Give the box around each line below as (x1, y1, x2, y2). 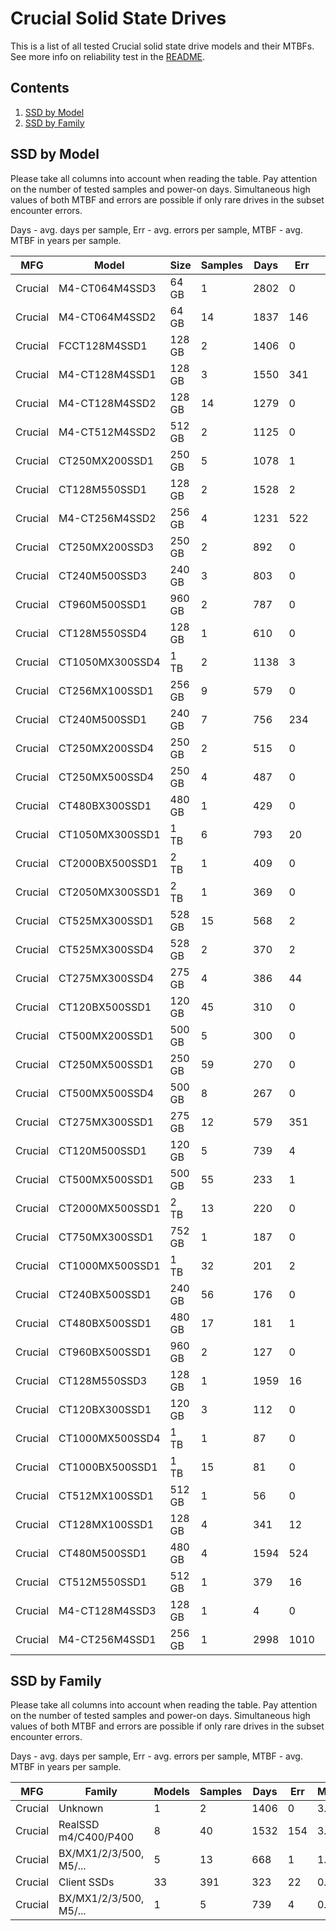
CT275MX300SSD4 (58, 971, 155, 985)
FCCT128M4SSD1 (58, 338, 148, 352)
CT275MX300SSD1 (58, 1115, 155, 1129)
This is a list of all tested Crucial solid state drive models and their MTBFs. (10, 40, 315, 52)
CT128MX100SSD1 (58, 1517, 155, 1531)
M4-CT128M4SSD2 (58, 396, 157, 410)
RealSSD (58, 1818, 100, 1832)
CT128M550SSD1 (58, 482, 148, 496)
